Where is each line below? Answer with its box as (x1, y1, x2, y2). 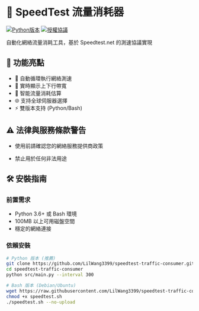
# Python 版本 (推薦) (6, 255, 56, 261)
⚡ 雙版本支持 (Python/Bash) (14, 104, 83, 112)
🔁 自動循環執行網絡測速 (14, 75, 72, 82)
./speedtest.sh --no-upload (6, 299, 76, 305)
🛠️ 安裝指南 (6, 173, 47, 184)
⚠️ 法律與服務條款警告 (6, 125, 86, 135)
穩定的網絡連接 (14, 225, 52, 232)
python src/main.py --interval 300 (6, 272, 94, 278)
